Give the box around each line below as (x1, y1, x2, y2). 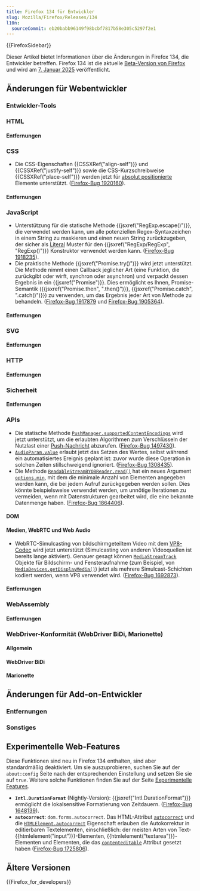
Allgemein (6, 645, 32, 652)
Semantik (14, 285, 38, 293)
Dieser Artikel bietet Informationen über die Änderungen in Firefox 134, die (6, 53, 189, 60)
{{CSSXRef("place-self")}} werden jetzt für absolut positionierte (14, 173, 172, 180)
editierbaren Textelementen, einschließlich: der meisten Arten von (14, 826, 177, 834)
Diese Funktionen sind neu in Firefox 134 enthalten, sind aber (6, 757, 156, 765)
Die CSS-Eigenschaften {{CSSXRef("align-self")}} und (14, 161, 148, 168)
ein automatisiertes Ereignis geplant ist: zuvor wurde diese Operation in (14, 455, 191, 462)
